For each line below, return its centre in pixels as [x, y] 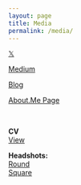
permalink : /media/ [41, 31]
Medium [22, 69]
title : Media [30, 23]
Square [20, 173]
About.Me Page [34, 101]
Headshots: [28, 156]
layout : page [30, 16]
